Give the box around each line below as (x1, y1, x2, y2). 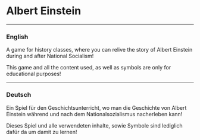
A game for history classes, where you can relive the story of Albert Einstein (6, 46, 193, 53)
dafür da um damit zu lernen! (6, 128, 77, 135)
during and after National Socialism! (6, 52, 94, 60)
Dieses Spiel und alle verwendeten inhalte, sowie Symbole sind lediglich (6, 122, 183, 129)
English (6, 33, 29, 41)
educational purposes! (6, 70, 61, 78)
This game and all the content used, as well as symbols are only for (6, 64, 171, 71)
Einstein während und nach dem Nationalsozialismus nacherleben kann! (6, 110, 183, 117)
